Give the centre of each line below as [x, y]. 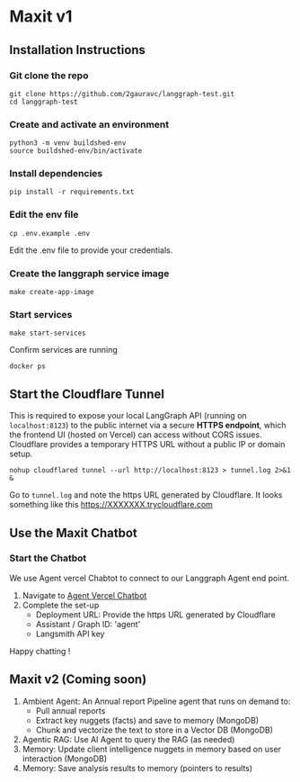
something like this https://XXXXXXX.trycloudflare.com [111, 505]
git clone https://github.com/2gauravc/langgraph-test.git [122, 94]
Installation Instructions [78, 50]
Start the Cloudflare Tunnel [87, 394]
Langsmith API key [70, 634]
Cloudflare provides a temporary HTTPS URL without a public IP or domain [147, 445]
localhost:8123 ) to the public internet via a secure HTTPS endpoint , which [148, 426]
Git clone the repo [49, 76]
